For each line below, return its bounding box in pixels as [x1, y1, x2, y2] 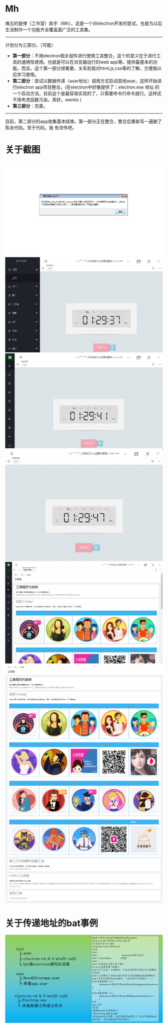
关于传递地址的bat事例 [5, 918, 98, 929]
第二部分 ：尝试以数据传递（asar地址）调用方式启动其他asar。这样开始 [12, 77, 157, 83]
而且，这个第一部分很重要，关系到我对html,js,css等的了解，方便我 [21, 65, 157, 71]
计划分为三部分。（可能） [5, 42, 56, 48]
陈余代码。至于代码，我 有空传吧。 [5, 124, 76, 131]
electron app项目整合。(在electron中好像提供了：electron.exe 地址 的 [16, 84, 160, 90]
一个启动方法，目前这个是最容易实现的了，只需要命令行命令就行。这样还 [12, 90, 161, 96]
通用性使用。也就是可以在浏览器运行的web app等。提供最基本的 [21, 59, 153, 65]
